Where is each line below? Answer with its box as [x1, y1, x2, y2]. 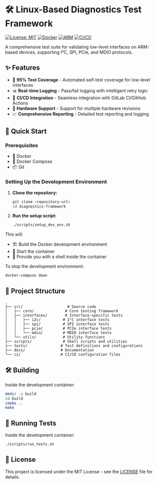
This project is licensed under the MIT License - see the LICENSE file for [5, 469, 153, 475]
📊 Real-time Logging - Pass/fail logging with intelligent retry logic [12, 87, 148, 93]
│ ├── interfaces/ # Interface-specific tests [5, 313, 123, 318]
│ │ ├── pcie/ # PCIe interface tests [5, 326, 112, 331]
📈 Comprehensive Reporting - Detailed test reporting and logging [12, 111, 149, 117]
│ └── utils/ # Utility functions [5, 335, 105, 340]
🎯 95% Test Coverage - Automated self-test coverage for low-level [12, 76, 151, 82]
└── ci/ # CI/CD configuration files [5, 352, 121, 357]
